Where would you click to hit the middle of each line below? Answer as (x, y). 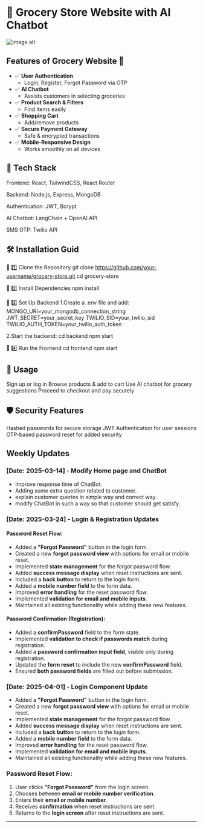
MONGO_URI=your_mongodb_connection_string (66, 311)
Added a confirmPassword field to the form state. (77, 633)
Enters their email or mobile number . (61, 799)
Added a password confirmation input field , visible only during (94, 652)
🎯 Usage (22, 369)
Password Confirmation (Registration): (56, 619)
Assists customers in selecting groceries (75, 96)
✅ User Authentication (44, 76)
